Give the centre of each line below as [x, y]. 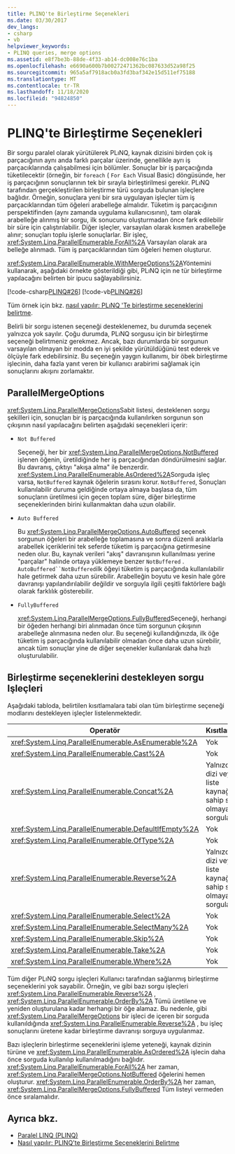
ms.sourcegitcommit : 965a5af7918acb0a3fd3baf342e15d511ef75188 [101, 72]
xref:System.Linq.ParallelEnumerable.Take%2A [88, 950]
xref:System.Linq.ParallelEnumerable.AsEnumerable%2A [104, 742]
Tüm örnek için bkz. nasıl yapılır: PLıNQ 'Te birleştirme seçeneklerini [105, 305]
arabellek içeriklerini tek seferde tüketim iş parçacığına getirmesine [114, 546]
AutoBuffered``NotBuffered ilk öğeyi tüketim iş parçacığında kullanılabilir [121, 568]
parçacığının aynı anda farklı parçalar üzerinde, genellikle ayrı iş [99, 160]
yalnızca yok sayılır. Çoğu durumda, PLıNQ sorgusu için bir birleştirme [108, 333]
